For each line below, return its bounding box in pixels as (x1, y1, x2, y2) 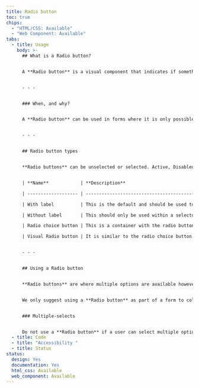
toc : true (6, 14, 31, 20)
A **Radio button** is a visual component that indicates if (21, 69, 176, 75)
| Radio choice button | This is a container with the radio (21, 223, 176, 229)
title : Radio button (6, 8, 57, 15)
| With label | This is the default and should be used (21, 201, 187, 208)
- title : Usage (11, 42, 49, 48)
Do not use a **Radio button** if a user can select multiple (21, 329, 179, 335)
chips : (6, 20, 23, 26)
